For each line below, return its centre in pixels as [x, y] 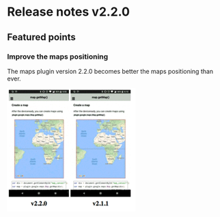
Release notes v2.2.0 [68, 12]
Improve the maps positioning [58, 57]
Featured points [42, 37]
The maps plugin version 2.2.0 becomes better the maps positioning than [110, 71]
